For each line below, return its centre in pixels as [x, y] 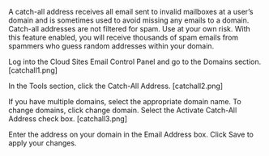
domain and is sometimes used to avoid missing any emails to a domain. [129, 20]
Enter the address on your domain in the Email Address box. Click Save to [131, 134]
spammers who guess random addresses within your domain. [111, 46]
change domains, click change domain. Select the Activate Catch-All [123, 110]
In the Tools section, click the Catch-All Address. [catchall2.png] [116, 86]
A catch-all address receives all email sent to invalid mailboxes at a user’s [131, 12]
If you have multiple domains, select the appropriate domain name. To [125, 101]
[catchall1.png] [33, 70]
